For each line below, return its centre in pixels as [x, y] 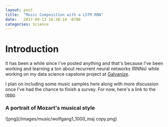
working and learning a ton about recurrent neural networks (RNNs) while [82, 69]
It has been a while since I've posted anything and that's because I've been [84, 63]
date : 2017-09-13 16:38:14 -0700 [43, 19]
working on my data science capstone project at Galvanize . [67, 74]
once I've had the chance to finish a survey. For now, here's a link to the [81, 89]
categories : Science [27, 24]
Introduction [32, 49]
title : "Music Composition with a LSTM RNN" [54, 15]
